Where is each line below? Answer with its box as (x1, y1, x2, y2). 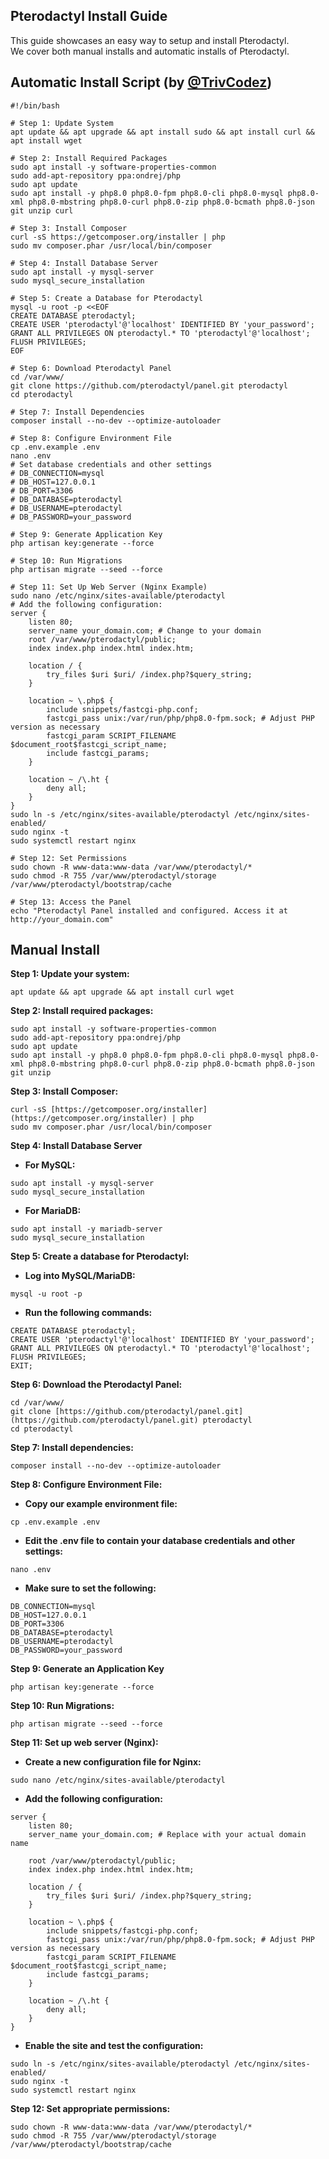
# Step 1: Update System (10, 118, 114, 128)
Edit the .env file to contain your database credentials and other (24, 1535, 296, 1547)
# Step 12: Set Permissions (10, 853, 128, 863)
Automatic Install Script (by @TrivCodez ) (10, 74, 273, 91)
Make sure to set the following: (24, 1582, 157, 1594)
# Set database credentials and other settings (10, 459, 213, 469)
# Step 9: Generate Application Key (10, 529, 163, 539)
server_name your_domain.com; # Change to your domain (28, 625, 262, 636)
